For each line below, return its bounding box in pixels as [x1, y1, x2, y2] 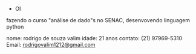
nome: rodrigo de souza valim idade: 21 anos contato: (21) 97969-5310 [6, 35, 183, 41]
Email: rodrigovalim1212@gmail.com [6, 41, 96, 48]
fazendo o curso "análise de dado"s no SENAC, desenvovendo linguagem [6, 17, 191, 23]
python [6, 23, 24, 30]
